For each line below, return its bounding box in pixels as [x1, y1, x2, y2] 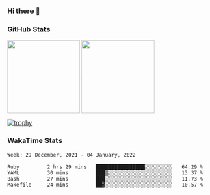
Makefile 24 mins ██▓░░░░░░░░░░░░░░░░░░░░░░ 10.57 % [7, 181, 204, 188]
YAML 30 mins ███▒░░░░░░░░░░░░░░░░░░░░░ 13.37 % [7, 169, 204, 177]
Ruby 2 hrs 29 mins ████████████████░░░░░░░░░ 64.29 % [7, 164, 204, 170]
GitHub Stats [7, 24, 51, 34]
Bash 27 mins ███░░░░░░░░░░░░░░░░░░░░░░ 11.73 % [7, 175, 204, 182]
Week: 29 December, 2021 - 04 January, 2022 [7, 151, 136, 158]
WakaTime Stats [7, 136, 63, 146]
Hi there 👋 [7, 6, 41, 16]
